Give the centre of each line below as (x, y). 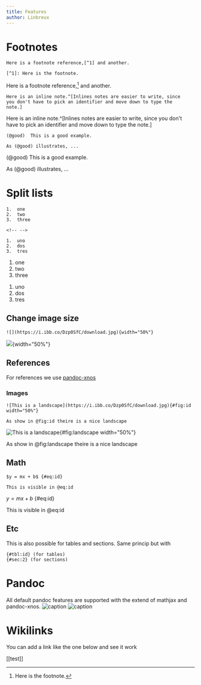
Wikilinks (30, 630)
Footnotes (32, 47)
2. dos (16, 246)
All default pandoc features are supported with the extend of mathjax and (97, 600)
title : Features (26, 12)
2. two (16, 215)
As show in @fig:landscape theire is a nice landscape (72, 444)
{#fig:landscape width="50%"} (98, 432)
